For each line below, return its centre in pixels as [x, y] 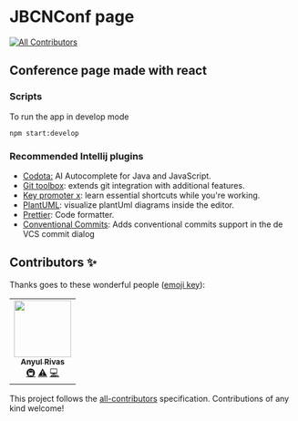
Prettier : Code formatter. [68, 214]
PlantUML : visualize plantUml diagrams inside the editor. [128, 205]
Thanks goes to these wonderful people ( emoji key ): [108, 284]
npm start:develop [44, 133]
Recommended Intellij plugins [77, 156]
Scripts [26, 97]
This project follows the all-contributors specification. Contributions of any [149, 398]
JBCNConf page [72, 17]
